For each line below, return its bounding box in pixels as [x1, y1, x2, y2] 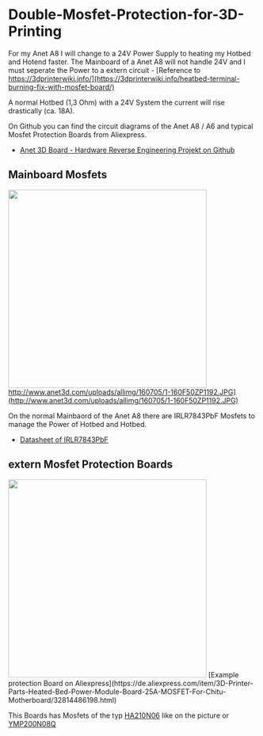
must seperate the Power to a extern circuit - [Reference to [8, 65, 200, 74]
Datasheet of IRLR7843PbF [19, 434, 109, 444]
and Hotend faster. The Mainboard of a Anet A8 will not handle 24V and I [8, 57, 246, 67]
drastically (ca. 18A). [8, 105, 75, 116]
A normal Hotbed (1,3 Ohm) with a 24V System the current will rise [8, 97, 226, 107]
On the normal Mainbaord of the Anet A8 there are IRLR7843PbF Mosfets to [8, 410, 256, 421]
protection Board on [8, 678, 74, 688]
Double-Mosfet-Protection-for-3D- [8, 6, 245, 24]
